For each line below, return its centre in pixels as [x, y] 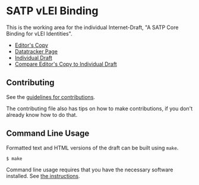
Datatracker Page [36, 51]
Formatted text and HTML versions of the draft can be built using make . [92, 148]
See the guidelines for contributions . [51, 97]
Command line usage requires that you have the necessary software [90, 170]
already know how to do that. [42, 114]
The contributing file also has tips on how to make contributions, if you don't [99, 109]
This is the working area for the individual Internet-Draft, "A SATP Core [92, 27]
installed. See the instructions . [43, 176]
